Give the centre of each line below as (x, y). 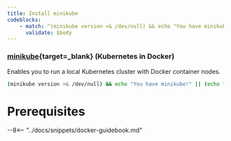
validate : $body (48, 33)
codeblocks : (24, 20)
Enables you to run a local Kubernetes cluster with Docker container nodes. (114, 71)
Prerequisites (46, 111)
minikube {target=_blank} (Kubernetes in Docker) (91, 57)
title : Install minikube (43, 13)
